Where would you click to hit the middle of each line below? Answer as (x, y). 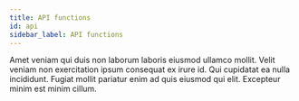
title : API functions (50, 18)
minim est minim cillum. (53, 89)
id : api (24, 26)
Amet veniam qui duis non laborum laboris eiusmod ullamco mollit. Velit (142, 60)
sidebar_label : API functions (67, 34)
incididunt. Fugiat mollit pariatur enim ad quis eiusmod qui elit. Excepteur (145, 79)
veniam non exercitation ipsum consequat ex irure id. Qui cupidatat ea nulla (150, 69)
